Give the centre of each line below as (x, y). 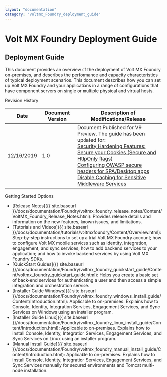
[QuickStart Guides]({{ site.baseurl (48, 264)
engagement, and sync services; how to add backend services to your (84, 248)
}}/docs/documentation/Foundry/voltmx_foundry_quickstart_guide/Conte (87, 269)
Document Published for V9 (109, 127)
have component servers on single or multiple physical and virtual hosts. (80, 91)
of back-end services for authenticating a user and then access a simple (87, 280)
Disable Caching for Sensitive (111, 177)
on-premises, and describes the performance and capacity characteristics (82, 75)
